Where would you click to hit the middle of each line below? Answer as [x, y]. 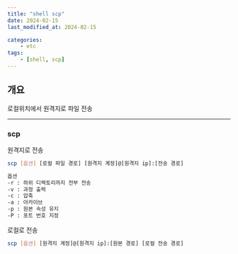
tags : [15, 53]
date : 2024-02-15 [33, 21]
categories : [25, 40]
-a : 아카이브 [25, 202]
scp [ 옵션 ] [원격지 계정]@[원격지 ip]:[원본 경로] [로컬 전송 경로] [96, 243]
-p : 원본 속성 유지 [33, 209]
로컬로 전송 [23, 230]
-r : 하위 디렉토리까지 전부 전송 [49, 183]
